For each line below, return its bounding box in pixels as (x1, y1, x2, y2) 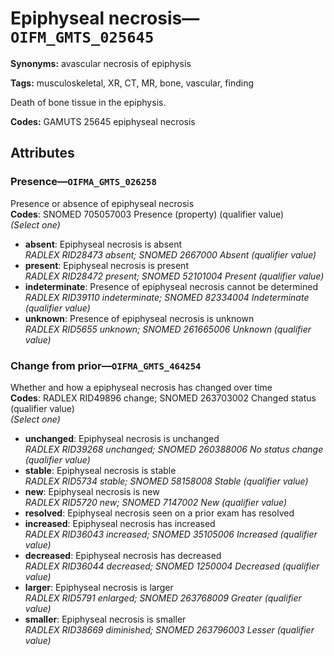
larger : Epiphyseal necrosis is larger (24, 581, 174, 593)
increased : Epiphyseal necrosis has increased (24, 517, 216, 529)
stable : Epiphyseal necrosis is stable (24, 464, 177, 476)
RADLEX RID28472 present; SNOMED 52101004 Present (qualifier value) (24, 270, 325, 282)
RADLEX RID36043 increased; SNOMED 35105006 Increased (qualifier (24, 528, 318, 540)
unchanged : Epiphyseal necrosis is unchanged (24, 432, 220, 444)
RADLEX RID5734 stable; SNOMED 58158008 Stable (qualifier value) (24, 475, 309, 487)
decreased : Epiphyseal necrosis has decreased (24, 549, 222, 561)
